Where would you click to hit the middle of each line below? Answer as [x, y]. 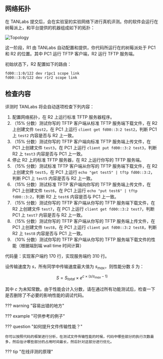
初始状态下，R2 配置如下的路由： [38, 64]
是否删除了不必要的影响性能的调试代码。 [46, 295]
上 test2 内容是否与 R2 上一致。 [44, 135]
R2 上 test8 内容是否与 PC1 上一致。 [49, 233]
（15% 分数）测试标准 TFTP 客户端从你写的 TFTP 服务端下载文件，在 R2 [85, 166]
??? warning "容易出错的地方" [35, 306]
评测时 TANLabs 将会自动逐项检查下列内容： [50, 106]
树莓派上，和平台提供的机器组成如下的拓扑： [50, 27]
